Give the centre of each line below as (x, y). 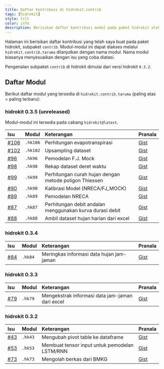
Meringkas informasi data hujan (78, 254)
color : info (17, 23)
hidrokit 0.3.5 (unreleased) (38, 111)
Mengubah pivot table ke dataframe (82, 337)
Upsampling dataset (68, 151)
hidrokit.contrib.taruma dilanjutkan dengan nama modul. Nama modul (77, 52)
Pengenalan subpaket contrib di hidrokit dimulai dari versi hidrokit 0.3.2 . (78, 67)
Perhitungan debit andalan (75, 204)
